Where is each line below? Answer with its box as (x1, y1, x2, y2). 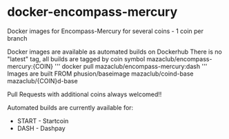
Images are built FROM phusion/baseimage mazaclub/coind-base (7, 69, 195, 78)
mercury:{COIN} (7, 62, 54, 70)
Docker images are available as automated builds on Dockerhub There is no (7, 47, 222, 56)
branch (7, 34, 28, 42)
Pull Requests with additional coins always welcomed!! (7, 90, 162, 98)
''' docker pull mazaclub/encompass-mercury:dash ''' (54, 62, 208, 70)
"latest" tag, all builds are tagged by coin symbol (7, 54, 146, 63)
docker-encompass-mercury (7, 4, 178, 20)
